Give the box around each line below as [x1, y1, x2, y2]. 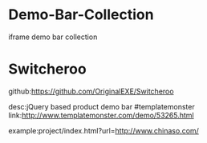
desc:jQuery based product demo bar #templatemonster [8, 101, 195, 111]
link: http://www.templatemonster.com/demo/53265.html [8, 110, 194, 120]
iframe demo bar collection [8, 32, 98, 42]
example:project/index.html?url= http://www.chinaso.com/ [8, 125, 199, 135]
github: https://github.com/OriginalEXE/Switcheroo [8, 86, 174, 96]
